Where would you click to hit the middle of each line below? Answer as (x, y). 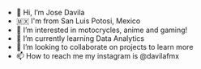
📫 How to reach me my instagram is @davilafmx (98, 56)
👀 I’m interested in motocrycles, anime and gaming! (102, 30)
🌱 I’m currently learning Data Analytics (80, 39)
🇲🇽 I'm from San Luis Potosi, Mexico (78, 21)
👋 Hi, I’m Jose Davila (50, 12)
